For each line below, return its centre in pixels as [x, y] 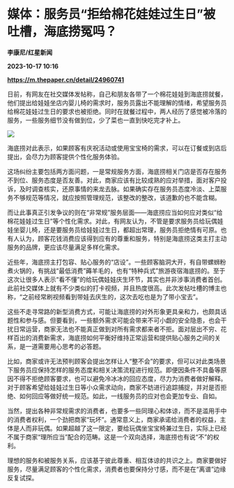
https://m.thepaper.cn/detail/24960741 [66, 79]
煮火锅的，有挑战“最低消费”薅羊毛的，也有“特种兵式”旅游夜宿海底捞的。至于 [116, 270]
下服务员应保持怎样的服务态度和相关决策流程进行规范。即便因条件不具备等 [114, 370]
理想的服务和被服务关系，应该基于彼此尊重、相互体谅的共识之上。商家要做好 [117, 460]
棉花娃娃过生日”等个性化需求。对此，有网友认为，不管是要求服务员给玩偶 [112, 221]
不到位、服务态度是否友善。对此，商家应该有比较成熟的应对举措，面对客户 [114, 180]
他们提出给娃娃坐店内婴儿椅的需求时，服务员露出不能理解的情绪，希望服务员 [117, 102]
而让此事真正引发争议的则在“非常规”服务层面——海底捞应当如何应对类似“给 [115, 212]
